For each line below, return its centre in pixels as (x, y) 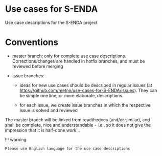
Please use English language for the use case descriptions (68, 148)
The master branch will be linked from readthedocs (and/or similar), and (78, 120)
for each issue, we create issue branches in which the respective (85, 105)
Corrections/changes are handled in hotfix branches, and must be (79, 61)
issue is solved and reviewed (49, 110)
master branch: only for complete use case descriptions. (69, 56)
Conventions (32, 42)
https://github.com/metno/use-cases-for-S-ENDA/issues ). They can (88, 90)
